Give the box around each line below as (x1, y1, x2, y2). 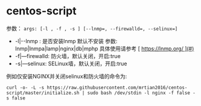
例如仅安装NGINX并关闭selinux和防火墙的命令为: (6, 72, 127, 80)
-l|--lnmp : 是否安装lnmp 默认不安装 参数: (14, 37, 118, 44)
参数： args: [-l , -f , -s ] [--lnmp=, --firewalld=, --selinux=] (6, 25, 178, 32)
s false (6, 95, 26, 101)
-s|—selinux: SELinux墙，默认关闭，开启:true (14, 60, 127, 67)
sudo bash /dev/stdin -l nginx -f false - (87, 90, 196, 96)
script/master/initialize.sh (6, 90, 80, 96)
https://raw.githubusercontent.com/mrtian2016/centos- (46, 84, 188, 90)
